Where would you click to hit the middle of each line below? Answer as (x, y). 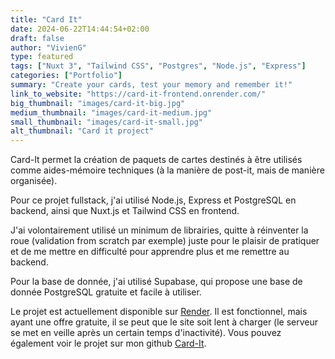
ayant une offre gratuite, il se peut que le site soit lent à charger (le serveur (164, 322)
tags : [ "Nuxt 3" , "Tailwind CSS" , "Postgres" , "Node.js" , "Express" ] (158, 66)
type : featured (42, 57)
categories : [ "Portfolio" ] (66, 76)
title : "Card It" (46, 19)
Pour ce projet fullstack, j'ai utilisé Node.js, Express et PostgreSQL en (153, 200)
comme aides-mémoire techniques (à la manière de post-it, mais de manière (167, 170)
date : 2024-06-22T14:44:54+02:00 (80, 29)
